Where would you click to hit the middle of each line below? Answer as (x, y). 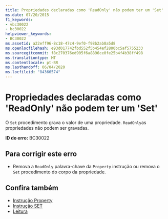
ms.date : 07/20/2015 (27, 15)
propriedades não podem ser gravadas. (47, 128)
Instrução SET (28, 206)
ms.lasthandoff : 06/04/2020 (35, 67)
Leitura (20, 211)
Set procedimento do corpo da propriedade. (59, 172)
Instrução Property (33, 200)
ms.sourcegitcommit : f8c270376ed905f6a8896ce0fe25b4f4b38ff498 (74, 53)
